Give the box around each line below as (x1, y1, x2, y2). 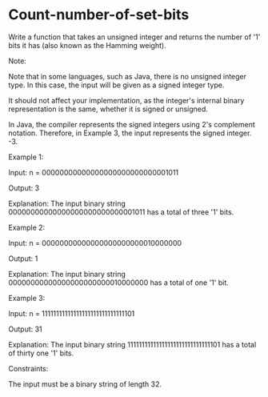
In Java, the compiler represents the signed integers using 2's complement (8, 119, 256, 129)
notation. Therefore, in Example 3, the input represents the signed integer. (8, 128, 252, 138)
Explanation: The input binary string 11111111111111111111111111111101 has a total (8, 339, 257, 349)
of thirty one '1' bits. (8, 348, 74, 358)
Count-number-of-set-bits (8, 6, 190, 24)
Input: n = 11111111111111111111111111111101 (8, 308, 135, 318)
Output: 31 (8, 324, 42, 334)
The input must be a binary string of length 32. (8, 379, 162, 389)
